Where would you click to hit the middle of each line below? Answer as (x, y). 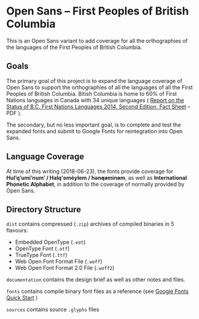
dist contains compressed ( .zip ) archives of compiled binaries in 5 (90, 224)
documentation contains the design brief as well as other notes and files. (96, 280)
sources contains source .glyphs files (53, 309)
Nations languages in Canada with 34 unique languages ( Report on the (95, 100)
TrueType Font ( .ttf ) (41, 255)
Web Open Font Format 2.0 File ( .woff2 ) (65, 268)
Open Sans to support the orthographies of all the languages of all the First (99, 87)
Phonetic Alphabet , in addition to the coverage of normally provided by (95, 184)
